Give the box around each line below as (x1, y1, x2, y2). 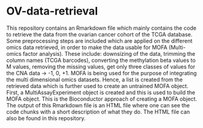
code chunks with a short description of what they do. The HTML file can (6, 108, 190, 115)
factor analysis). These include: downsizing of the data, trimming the (23, 50, 196, 57)
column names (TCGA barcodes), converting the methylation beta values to (6, 56, 196, 64)
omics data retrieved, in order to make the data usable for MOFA (6, 44, 168, 51)
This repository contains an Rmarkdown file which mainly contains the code (6, 24, 197, 32)
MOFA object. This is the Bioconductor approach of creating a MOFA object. (6, 95, 198, 103)
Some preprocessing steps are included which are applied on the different (6, 37, 193, 44)
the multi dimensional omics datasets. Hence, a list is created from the (6, 76, 183, 83)
